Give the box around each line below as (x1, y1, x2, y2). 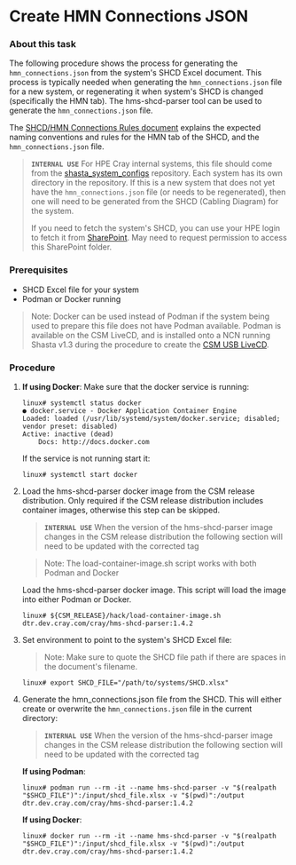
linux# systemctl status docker (21, 399, 142, 408)
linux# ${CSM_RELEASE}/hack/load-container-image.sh (21, 611, 222, 621)
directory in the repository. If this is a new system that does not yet (30, 178, 276, 188)
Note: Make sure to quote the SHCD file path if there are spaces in (43, 652, 286, 663)
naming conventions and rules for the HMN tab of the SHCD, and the (9, 131, 260, 143)
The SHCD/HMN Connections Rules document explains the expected (9, 123, 261, 133)
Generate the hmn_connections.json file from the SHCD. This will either (21, 694, 282, 705)
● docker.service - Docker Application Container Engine (21, 407, 238, 416)
